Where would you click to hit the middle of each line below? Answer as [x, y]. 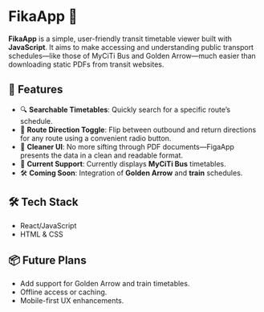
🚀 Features [36, 90]
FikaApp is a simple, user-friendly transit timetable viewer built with [120, 39]
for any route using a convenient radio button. [95, 138]
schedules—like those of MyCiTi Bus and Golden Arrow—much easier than [132, 55]
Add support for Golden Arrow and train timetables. [105, 284]
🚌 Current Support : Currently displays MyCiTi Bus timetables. [123, 163]
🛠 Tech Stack [43, 202]
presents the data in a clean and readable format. [101, 155]
